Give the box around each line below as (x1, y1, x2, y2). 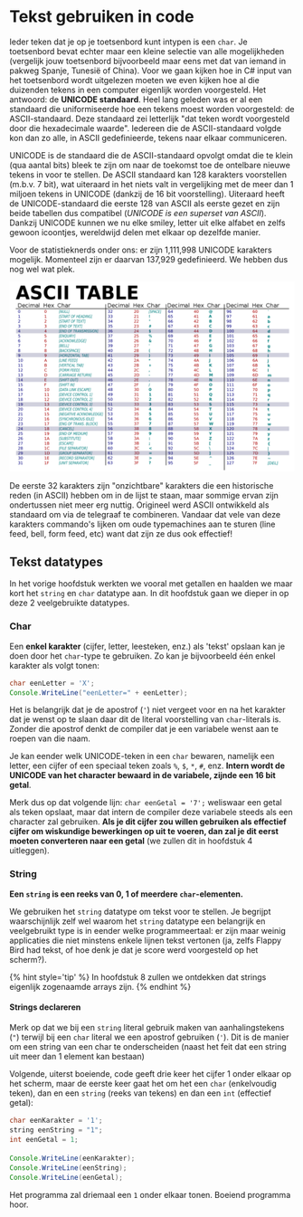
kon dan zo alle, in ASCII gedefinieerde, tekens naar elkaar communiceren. (9, 132, 288, 143)
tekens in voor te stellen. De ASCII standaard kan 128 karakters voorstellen (9, 169, 288, 180)
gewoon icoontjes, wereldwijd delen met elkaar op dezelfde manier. (9, 226, 260, 237)
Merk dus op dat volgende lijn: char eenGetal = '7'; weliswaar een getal (9, 797, 282, 808)
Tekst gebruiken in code (9, 6, 194, 27)
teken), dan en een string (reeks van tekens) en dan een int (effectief (9, 1088, 272, 1098)
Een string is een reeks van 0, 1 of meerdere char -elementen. (9, 889, 244, 899)
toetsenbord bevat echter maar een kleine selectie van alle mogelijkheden (9, 45, 285, 56)
